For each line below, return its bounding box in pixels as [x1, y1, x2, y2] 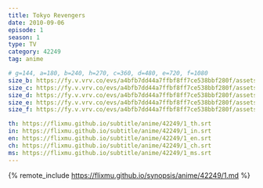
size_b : [8, 76, 34, 85]
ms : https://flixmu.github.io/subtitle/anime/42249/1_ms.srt [8, 149, 212, 157]
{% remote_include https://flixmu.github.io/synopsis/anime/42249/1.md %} [8, 170, 250, 180]
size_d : [8, 91, 34, 99]
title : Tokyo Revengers [8, 11, 86, 20]
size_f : [8, 106, 34, 114]
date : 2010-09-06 [8, 19, 65, 27]
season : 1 [8, 33, 41, 42]
